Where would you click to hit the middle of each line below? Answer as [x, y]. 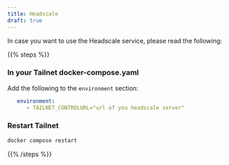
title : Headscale [33, 14]
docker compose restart [42, 140]
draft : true [25, 21]
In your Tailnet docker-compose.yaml [73, 73]
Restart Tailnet [33, 126]
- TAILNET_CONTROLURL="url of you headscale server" [105, 108]
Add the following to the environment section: [73, 88]
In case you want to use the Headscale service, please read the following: [115, 40]
